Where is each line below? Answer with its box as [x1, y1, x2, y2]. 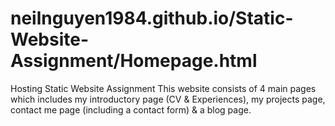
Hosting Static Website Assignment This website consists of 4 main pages [10, 82, 317, 94]
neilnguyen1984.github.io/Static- [10, 7, 294, 30]
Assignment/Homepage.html [10, 50, 258, 72]
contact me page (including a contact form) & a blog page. [10, 103, 252, 116]
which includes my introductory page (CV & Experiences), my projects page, [10, 93, 326, 105]
